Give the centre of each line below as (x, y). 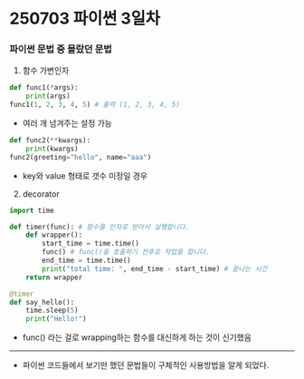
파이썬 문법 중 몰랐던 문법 (61, 49)
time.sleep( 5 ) (52, 311)
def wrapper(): (54, 235)
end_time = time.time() (86, 261)
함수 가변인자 (46, 71)
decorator (41, 194)
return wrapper (54, 277)
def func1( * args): (44, 88)
